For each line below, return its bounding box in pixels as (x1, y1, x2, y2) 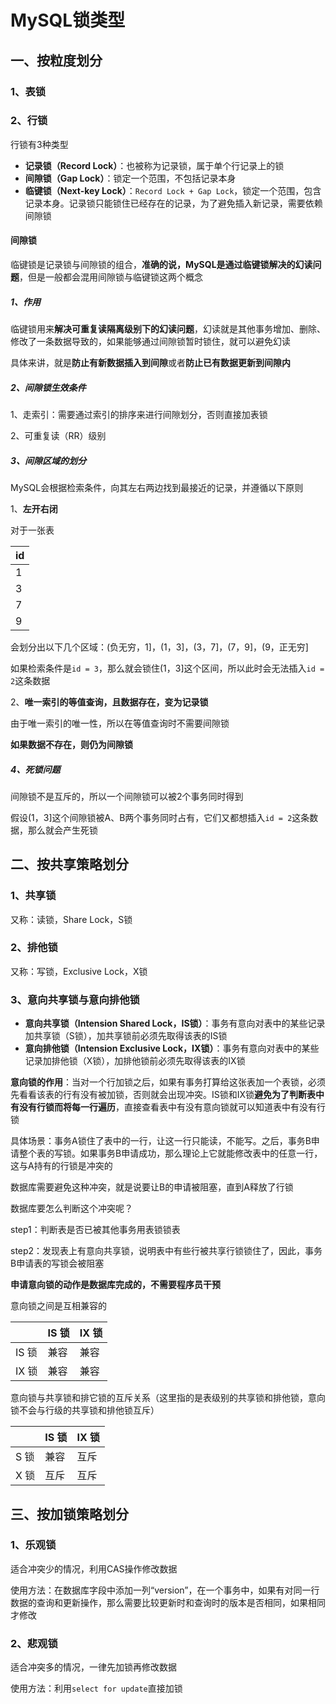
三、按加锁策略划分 (10, 1506, 129, 1523)
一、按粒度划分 (10, 52, 103, 69)
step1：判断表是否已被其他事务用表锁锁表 (10, 1224, 181, 1236)
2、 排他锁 (10, 941, 58, 955)
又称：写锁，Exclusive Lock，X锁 (10, 965, 148, 977)
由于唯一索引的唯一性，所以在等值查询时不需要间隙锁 (10, 717, 230, 729)
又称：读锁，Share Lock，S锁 (10, 913, 133, 925)
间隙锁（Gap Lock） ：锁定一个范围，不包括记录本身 (24, 172, 237, 184)
